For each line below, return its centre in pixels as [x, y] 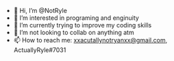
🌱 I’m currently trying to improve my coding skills [83, 25]
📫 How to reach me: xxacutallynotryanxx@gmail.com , [90, 40]
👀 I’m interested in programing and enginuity [76, 18]
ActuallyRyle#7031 [40, 50]
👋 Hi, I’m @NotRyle [40, 11]
